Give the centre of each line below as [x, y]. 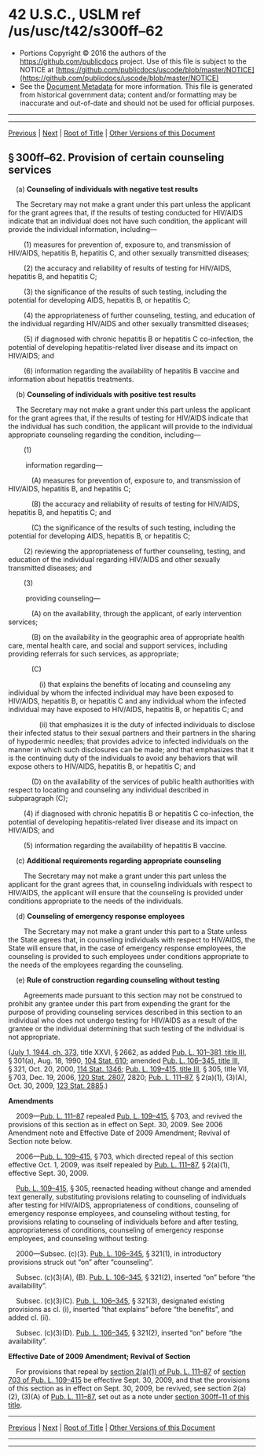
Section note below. [40, 1141]
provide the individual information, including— [82, 229]
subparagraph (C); [38, 798]
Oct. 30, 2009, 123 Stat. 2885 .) [58, 1086]
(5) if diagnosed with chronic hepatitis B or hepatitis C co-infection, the [138, 339]
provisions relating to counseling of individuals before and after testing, [123, 1222]
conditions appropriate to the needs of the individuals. [95, 901]
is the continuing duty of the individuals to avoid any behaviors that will [123, 758]
